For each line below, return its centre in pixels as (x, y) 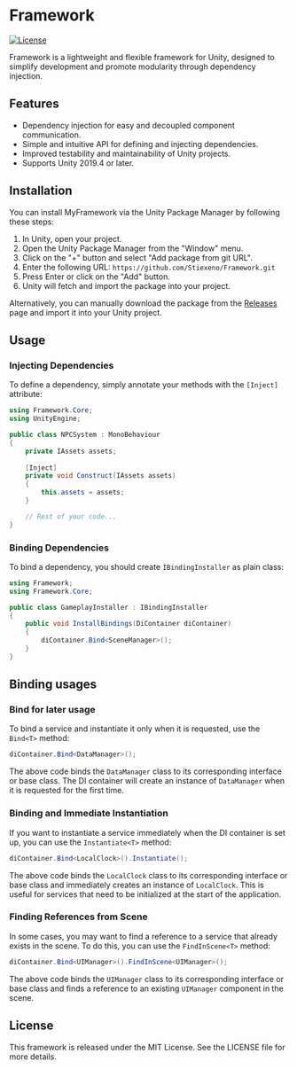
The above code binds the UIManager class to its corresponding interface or (146, 979)
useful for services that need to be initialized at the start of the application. (145, 894)
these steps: (32, 222)
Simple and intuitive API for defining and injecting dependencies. (140, 144)
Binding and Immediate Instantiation (89, 814)
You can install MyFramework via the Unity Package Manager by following (145, 212)
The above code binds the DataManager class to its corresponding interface (145, 771)
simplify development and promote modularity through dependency (133, 66)
